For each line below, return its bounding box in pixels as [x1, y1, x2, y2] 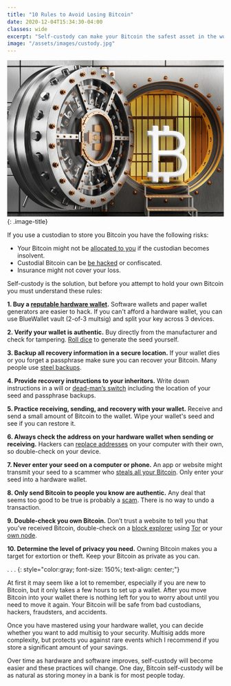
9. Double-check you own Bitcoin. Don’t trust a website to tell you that [7, 517, 208, 525]
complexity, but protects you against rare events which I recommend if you [7, 636, 219, 644]
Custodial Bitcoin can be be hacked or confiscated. [16, 259, 162, 267]
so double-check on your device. [7, 448, 101, 455]
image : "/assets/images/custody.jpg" [7, 40, 115, 48]
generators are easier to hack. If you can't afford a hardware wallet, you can [7, 307, 223, 315]
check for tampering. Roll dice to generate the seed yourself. [7, 335, 179, 344]
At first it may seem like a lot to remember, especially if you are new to [7, 579, 206, 587]
